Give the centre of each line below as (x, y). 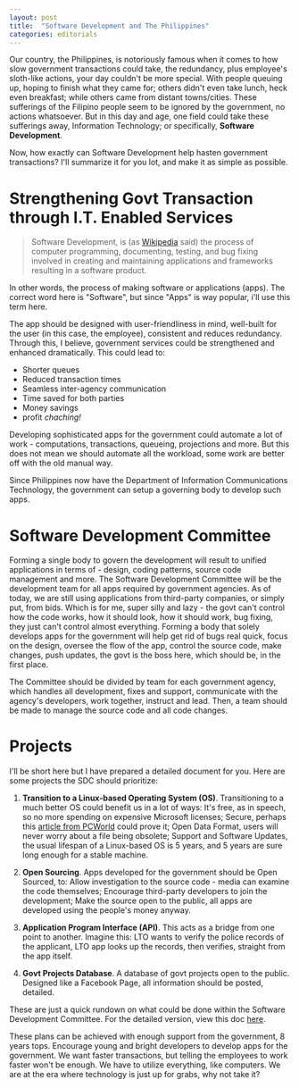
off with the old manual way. (61, 463)
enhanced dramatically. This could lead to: (87, 353)
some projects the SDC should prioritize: (84, 781)
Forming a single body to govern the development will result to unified (138, 560)
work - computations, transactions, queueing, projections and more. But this (149, 444)
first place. (29, 665)
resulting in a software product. (89, 271)
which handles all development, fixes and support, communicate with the (144, 691)
